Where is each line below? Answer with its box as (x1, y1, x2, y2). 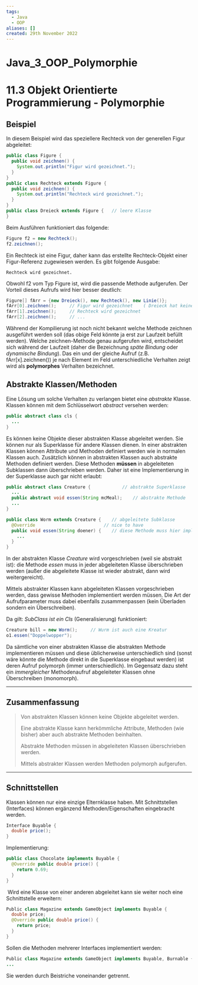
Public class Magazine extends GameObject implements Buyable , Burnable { (6, 955, 194, 962)
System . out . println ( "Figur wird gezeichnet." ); (16, 164, 136, 170)
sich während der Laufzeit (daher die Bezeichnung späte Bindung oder (6, 344, 179, 351)
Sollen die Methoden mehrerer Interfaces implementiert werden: (6, 944, 162, 951)
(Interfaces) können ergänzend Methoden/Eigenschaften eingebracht (6, 804, 175, 812)
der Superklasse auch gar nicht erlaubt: (6, 472, 103, 479)
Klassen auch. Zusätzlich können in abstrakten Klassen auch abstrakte (6, 453, 178, 461)
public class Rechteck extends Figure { (6, 180, 107, 186)
